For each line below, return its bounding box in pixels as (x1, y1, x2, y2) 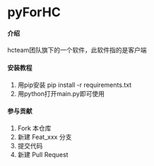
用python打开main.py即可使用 (17, 89, 105, 97)
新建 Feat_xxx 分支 (17, 132, 72, 141)
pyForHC (7, 4, 61, 20)
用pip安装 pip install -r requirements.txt (17, 81, 132, 89)
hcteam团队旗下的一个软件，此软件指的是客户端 (7, 46, 147, 54)
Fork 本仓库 (17, 124, 52, 132)
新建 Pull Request (17, 150, 69, 159)
